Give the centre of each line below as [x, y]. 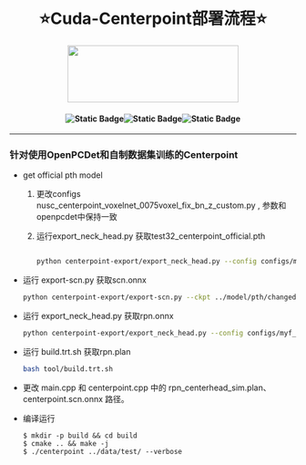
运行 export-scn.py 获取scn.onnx [85, 280]
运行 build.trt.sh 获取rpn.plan [76, 352]
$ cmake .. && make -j [66, 443]
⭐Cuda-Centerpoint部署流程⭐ [153, 19]
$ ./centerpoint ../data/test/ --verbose [102, 451]
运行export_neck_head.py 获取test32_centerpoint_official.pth [151, 236]
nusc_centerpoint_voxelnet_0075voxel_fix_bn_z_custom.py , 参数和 [161, 205]
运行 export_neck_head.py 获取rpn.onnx [98, 316]
